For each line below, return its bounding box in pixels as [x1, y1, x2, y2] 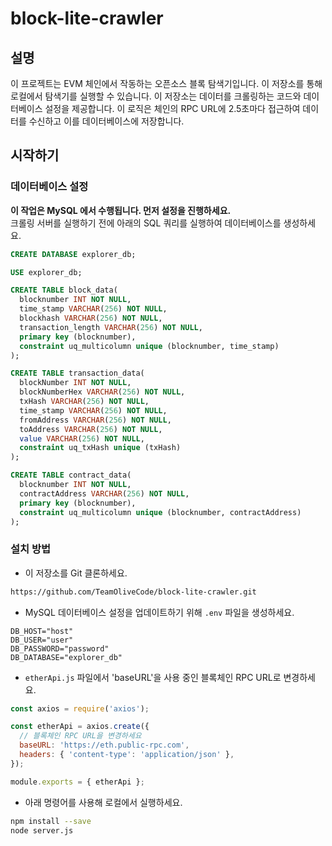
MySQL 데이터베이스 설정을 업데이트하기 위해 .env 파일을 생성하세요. [24, 606, 295, 618]
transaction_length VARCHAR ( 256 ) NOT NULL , [19, 322, 203, 332]
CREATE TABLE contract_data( [10, 470, 132, 481]
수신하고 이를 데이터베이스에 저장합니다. [28, 115, 185, 127]
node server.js [10, 825, 74, 836]
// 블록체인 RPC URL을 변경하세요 [19, 731, 142, 741]
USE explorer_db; [10, 267, 83, 277]
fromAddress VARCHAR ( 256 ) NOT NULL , [19, 415, 172, 425]
